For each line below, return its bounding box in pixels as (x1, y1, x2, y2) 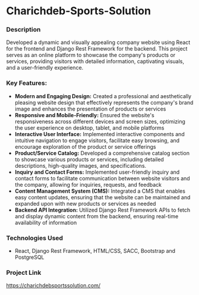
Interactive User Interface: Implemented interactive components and (14, 130, 185, 137)
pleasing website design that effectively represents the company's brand (14, 99, 194, 106)
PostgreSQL (14, 254, 45, 261)
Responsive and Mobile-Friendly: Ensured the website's (14, 111, 154, 118)
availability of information (14, 219, 77, 226)
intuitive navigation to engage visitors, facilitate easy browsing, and (14, 137, 180, 144)
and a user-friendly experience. (6, 64, 84, 71)
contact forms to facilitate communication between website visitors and (14, 174, 190, 182)
